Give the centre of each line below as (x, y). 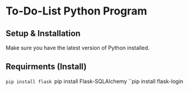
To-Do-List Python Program (76, 11)
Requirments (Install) (46, 67)
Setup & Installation (43, 33)
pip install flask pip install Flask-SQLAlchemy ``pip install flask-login (94, 81)
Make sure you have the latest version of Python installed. (78, 48)
